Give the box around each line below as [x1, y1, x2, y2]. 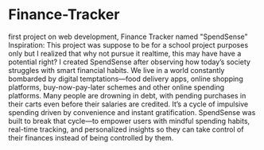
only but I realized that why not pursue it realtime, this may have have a [8, 48, 242, 58]
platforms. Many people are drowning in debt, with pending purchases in [8, 90, 247, 100]
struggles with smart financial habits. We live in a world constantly [8, 65, 225, 75]
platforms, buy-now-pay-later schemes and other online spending [8, 82, 225, 92]
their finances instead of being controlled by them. [8, 133, 174, 142]
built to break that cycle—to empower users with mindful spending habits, [8, 116, 250, 125]
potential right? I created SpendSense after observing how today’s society [8, 57, 250, 67]
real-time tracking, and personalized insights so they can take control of [8, 125, 244, 134]
